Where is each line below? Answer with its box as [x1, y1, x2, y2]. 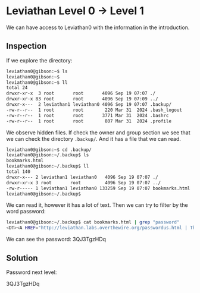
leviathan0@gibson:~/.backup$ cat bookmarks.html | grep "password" [6, 219, 180, 225]
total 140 [6, 169, 31, 175]
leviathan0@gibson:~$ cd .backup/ [6, 147, 92, 153]
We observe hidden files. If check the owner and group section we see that [6, 129, 190, 136]
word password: [6, 208, 46, 215]
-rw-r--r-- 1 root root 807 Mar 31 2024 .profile [6, 118, 171, 124]
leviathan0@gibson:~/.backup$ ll [6, 163, 89, 169]
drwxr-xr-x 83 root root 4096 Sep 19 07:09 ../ [6, 96, 159, 102]
